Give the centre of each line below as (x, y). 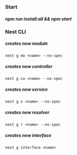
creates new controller (29, 67)
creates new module (27, 44)
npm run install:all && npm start (38, 19)
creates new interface (28, 136)
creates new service (26, 89)
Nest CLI (16, 32)
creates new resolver (27, 112)
